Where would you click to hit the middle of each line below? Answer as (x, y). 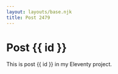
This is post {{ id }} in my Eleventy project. (59, 64)
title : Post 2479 (28, 18)
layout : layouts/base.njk (39, 12)
